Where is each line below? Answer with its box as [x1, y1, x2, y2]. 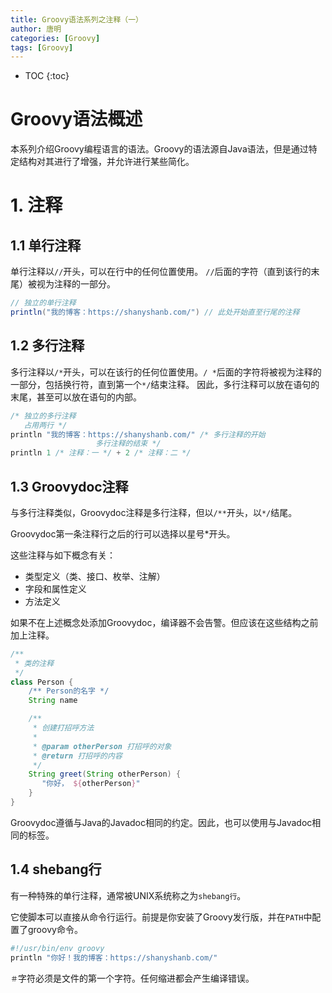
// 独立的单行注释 [10, 298, 77, 308]
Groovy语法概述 [10, 108, 143, 131]
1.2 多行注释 [10, 337, 85, 355]
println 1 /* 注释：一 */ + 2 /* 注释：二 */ [10, 448, 192, 458]
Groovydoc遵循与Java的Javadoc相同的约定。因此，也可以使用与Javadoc [10, 816, 313, 828]
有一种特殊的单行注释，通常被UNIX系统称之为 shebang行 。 [10, 889, 247, 901]
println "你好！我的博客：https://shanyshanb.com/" [10, 952, 218, 963]
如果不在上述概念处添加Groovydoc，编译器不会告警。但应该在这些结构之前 [10, 616, 319, 628]
